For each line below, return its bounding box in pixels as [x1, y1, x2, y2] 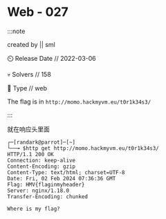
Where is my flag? [7, 205, 60, 212]
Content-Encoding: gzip [7, 163, 76, 170]
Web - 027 [7, 4, 69, 20]
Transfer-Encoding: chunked [7, 193, 89, 200]
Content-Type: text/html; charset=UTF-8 [7, 169, 126, 176]
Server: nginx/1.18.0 [7, 187, 70, 194]
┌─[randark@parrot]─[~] [7, 139, 76, 146]
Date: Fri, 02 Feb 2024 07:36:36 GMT [7, 175, 116, 182]
